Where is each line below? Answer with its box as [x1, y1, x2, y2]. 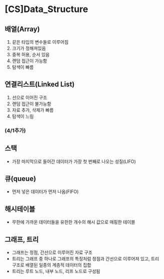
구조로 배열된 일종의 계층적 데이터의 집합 [12, 262, 91, 268]
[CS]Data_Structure [5, 4, 88, 15]
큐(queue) [5, 174, 36, 183]
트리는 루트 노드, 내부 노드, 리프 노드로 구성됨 [12, 268, 101, 274]
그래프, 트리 [5, 235, 39, 244]
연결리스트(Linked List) [5, 80, 75, 89]
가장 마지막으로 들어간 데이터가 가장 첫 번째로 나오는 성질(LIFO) [12, 158, 136, 164]
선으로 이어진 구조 [12, 94, 47, 100]
